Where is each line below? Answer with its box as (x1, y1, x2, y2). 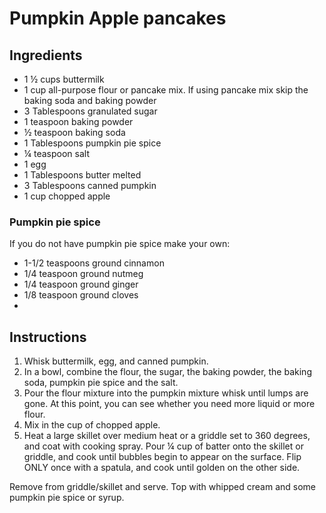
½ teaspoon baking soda (23, 127, 126, 138)
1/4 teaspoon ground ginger (23, 278, 139, 291)
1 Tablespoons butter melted (23, 169, 142, 181)
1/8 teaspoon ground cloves (23, 289, 139, 301)
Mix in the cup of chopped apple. (23, 419, 161, 431)
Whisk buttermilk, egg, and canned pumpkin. (23, 355, 209, 367)
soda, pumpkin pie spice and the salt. (23, 377, 179, 389)
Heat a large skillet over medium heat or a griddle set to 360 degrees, (23, 430, 311, 442)
